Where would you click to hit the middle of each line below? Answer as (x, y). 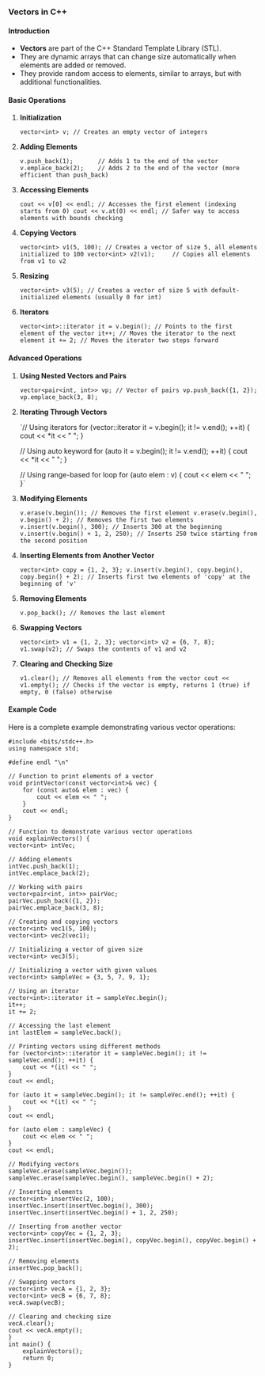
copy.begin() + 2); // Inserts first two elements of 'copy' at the (135, 576)
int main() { (30, 1344)
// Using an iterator (44, 991)
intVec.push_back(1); (44, 866)
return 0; (39, 1358)
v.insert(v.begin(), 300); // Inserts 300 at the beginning (121, 526)
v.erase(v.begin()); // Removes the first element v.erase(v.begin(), (138, 513)
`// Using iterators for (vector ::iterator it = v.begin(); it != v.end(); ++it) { (135, 427)
